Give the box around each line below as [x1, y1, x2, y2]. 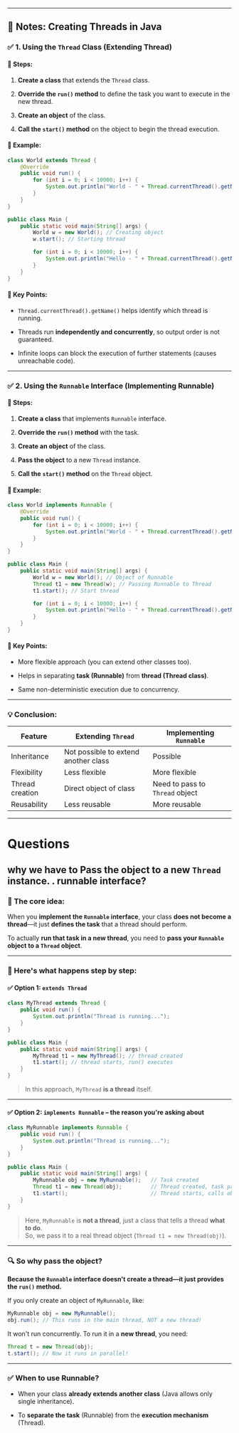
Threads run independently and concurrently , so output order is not [17, 327, 221, 336]
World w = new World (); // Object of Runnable [33, 573, 174, 581]
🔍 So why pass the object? [7, 1256, 103, 1266]
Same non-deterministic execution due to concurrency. [17, 685, 180, 694]
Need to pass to [152, 779, 206, 789]
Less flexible [63, 768, 107, 778]
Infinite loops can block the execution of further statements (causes [17, 349, 217, 357]
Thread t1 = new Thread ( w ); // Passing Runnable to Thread [33, 581, 212, 588]
